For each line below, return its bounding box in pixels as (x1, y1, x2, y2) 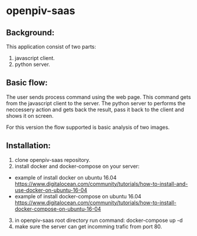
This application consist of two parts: (6, 43, 96, 50)
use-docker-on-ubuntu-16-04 (14, 187, 87, 194)
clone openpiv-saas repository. (14, 156, 91, 163)
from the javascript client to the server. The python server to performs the (6, 99, 186, 107)
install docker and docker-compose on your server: (14, 162, 140, 169)
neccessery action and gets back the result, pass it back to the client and (6, 106, 185, 113)
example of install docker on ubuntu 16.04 (14, 174, 117, 181)
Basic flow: (6, 78, 48, 88)
